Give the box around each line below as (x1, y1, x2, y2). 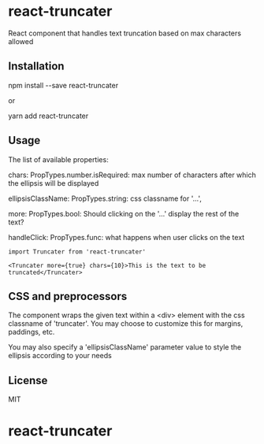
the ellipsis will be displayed (8, 178, 99, 187)
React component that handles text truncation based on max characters (8, 28, 242, 38)
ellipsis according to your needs (8, 351, 112, 361)
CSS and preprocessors (8, 290, 128, 303)
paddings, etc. (8, 327, 55, 337)
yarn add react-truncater (8, 111, 89, 120)
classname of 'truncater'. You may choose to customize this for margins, (8, 319, 244, 328)
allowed (8, 36, 34, 46)
